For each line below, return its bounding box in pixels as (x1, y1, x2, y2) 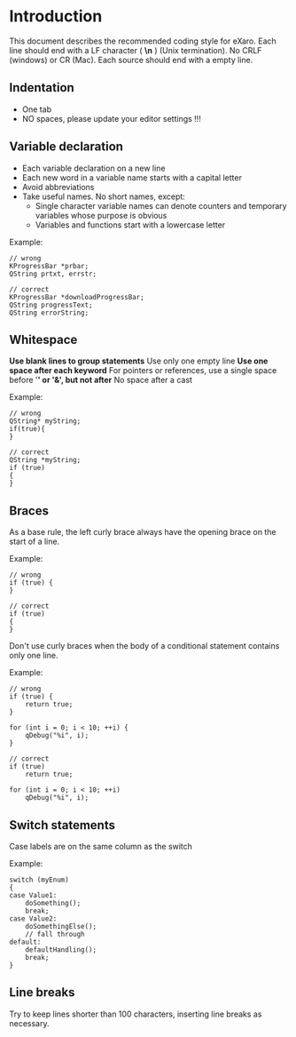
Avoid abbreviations (21, 181, 95, 192)
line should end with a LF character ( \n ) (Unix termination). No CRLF (9, 44, 262, 55)
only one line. (9, 650, 58, 661)
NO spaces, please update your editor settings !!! (21, 113, 201, 124)
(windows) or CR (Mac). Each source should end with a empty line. (9, 54, 253, 65)
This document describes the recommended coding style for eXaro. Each (9, 36, 277, 46)
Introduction (9, 6, 103, 27)
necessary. (9, 1017, 51, 1028)
